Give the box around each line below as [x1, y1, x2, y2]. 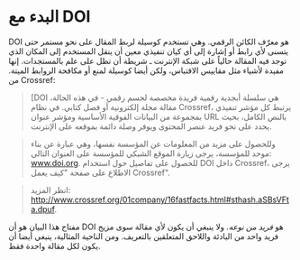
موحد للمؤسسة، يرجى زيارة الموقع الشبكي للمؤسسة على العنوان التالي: [30, 147, 272, 159]
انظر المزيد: [30, 184, 71, 195]
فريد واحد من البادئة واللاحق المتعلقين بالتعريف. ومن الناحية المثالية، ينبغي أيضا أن [8, 230, 279, 241]
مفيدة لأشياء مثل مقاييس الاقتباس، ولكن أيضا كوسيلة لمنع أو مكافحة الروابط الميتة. [8, 65, 285, 76]
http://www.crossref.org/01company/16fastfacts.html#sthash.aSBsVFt [30, 194, 290, 205]
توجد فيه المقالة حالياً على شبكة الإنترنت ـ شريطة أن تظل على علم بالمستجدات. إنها [8, 55, 287, 66]
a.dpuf [30, 203, 55, 214]
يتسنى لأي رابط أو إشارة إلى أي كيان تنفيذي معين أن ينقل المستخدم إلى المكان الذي [8, 45, 289, 56]
